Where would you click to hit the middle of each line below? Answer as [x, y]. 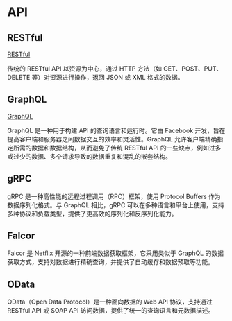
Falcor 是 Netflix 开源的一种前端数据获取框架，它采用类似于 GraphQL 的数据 [116, 253]
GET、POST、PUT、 [193, 69]
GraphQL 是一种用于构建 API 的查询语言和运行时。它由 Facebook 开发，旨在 [116, 130]
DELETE [19, 77]
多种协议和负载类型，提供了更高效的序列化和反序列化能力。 [92, 214]
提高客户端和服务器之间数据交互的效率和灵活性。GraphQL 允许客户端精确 [112, 139]
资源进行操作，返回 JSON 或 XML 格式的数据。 [117, 77]
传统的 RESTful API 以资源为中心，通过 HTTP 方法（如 [84, 69]
